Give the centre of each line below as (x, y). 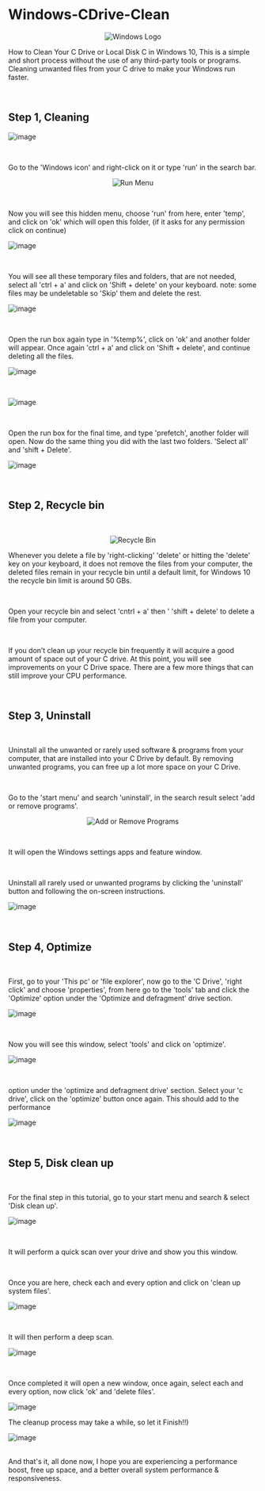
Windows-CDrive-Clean (89, 15)
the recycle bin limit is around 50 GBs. (70, 580)
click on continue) (38, 230)
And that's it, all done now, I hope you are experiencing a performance (123, 1461)
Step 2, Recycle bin (57, 505)
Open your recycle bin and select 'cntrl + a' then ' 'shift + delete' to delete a (131, 611)
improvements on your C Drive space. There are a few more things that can (131, 667)
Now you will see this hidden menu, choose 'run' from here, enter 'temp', (127, 213)
